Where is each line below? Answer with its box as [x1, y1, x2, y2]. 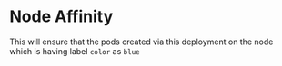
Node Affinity [9, 6, 114, 27]
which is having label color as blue [9, 45, 140, 56]
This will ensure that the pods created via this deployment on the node [9, 36, 274, 47]
